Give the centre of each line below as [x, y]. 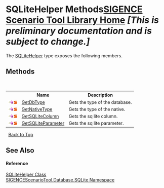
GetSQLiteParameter [43, 123]
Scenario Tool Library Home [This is [82, 20]
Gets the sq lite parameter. [96, 123]
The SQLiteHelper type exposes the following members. [64, 55]
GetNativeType [37, 109]
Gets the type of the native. [97, 109]
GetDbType [33, 102]
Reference [17, 163]
